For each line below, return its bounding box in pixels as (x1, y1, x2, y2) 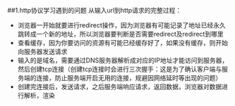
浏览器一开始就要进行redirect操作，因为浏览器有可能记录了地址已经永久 (17, 21, 226, 29)
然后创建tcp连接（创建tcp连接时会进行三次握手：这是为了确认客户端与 (17, 65, 222, 73)
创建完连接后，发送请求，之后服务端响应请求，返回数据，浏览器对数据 (17, 83, 222, 91)
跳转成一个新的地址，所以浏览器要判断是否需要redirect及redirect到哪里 (17, 30, 224, 38)
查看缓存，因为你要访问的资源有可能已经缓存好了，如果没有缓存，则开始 (17, 39, 228, 47)
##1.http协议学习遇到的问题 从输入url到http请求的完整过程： (7, 6, 182, 14)
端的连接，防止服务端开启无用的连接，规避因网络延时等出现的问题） (23, 74, 222, 82)
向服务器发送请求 (17, 48, 68, 55)
